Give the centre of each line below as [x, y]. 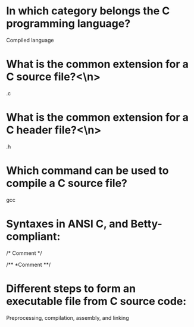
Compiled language [30, 40]
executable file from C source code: [96, 301]
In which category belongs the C [88, 11]
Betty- [146, 224]
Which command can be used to [87, 170]
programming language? [68, 24]
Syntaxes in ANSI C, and [67, 224]
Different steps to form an [71, 289]
